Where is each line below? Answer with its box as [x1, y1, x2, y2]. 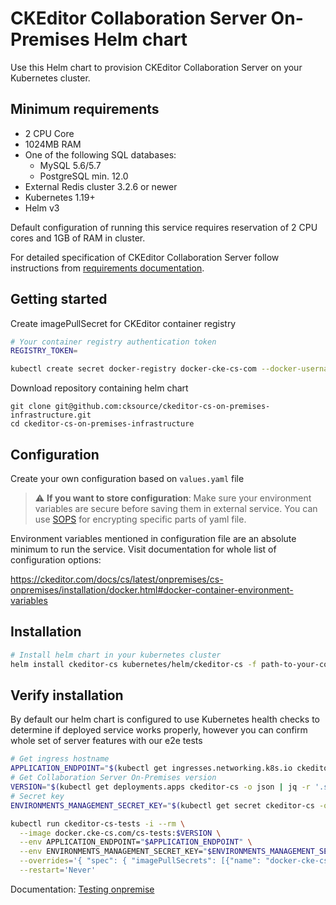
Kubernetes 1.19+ [24, 191, 96, 203]
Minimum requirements [10, 101, 160, 118]
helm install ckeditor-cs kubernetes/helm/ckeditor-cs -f [10, 659, 257, 669]
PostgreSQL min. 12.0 [39, 170, 129, 182]
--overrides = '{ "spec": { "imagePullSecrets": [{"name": [19, 856, 262, 866]
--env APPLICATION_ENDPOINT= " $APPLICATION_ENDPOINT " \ [19, 837, 253, 847]
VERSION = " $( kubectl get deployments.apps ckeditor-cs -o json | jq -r [10, 782, 311, 792]
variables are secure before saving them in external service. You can [34, 503, 318, 514]
